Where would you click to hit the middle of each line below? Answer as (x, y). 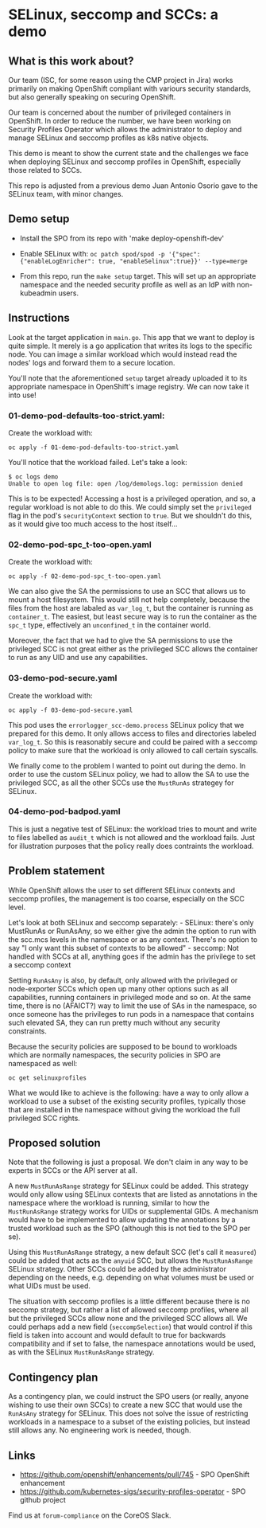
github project (42, 1500)
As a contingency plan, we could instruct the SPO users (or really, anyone (129, 1397)
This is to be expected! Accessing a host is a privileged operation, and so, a (132, 498)
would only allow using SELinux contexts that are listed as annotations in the (133, 1194)
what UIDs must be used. (50, 1286)
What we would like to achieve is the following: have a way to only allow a (129, 1092)
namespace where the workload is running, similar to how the (109, 1203)
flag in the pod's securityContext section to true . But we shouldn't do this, (130, 515)
